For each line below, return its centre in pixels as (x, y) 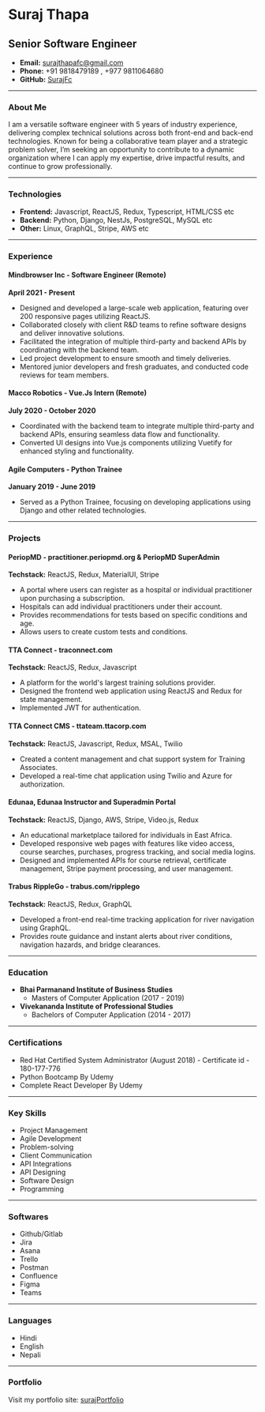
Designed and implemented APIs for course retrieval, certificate (123, 860)
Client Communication (56, 1155)
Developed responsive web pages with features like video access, (127, 843)
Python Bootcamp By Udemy (67, 1076)
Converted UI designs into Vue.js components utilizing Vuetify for (126, 442)
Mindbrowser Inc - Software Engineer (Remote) (88, 275)
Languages (30, 1320)
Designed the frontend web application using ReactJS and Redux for (131, 691)
